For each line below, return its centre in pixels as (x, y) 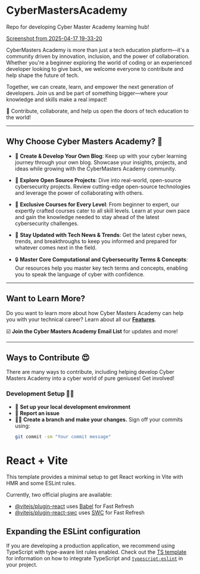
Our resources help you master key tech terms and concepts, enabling (101, 268)
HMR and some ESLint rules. (41, 483)
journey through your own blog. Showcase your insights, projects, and (101, 162)
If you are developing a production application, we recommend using (90, 546)
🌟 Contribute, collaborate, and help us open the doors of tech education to (98, 111)
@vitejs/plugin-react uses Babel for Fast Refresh (74, 506)
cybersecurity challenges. (47, 223)
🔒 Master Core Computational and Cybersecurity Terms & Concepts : (101, 259)
